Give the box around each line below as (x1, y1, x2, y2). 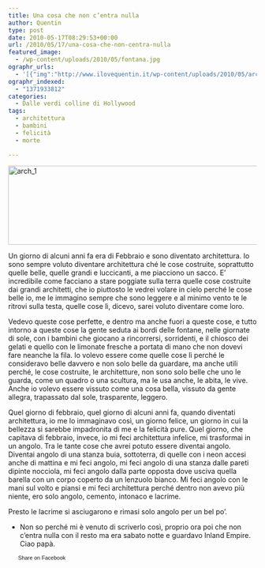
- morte (15, 136, 41, 145)
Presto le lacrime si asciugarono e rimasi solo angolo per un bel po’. (8, 506, 227, 516)
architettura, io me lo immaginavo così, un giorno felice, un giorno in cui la (8, 416, 248, 425)
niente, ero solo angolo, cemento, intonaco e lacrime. (8, 491, 181, 501)
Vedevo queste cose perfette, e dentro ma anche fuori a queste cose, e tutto (8, 317, 257, 326)
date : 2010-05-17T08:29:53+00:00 (8, 33, 118, 42)
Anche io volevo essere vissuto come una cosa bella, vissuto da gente (8, 384, 237, 393)
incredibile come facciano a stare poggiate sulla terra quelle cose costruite (8, 276, 251, 285)
